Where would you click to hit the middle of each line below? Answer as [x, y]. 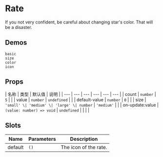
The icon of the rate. [84, 147]
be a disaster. [19, 27]
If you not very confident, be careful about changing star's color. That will [79, 22]
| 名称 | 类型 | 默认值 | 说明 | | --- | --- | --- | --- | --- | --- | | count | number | [81, 94]
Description [84, 139]
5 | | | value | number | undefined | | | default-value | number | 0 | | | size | [76, 100]
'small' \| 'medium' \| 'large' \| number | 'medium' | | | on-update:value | [82, 105]
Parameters [42, 139]
